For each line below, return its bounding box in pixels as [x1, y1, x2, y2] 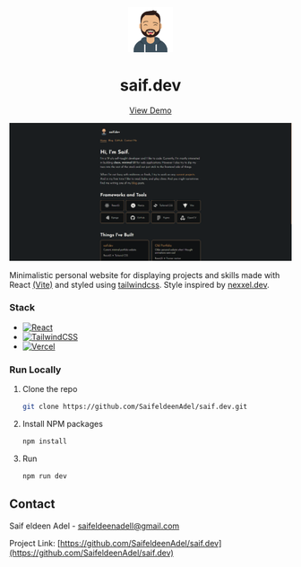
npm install [21, 437, 67, 446]
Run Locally [9, 363, 62, 376]
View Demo [129, 105, 172, 116]
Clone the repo [21, 384, 78, 395]
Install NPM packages [21, 419, 103, 429]
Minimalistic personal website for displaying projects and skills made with [9, 269, 280, 280]
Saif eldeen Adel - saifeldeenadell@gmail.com [9, 520, 180, 531]
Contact [9, 496, 56, 512]
